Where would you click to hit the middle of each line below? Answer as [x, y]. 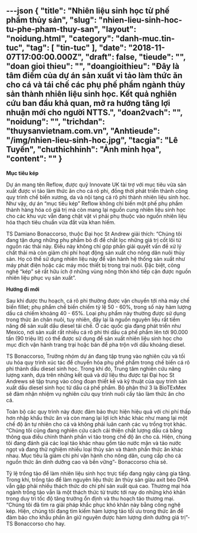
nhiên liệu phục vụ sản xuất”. [41, 277]
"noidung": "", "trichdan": [55, 122]
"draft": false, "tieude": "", [135, 57]
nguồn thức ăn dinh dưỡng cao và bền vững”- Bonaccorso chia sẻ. [87, 461]
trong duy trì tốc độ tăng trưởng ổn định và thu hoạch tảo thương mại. [91, 498]
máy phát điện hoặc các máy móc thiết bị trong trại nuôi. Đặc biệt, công [93, 265]
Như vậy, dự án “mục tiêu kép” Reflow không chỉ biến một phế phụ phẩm [94, 203]
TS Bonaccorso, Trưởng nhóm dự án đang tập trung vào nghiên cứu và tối [96, 356]
